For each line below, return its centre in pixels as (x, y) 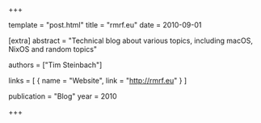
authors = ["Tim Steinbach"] (55, 65)
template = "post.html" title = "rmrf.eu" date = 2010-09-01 (105, 25)
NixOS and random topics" (53, 49)
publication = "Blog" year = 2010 (63, 96)
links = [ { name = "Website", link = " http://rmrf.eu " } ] (98, 81)
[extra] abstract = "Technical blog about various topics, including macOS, (130, 40)
